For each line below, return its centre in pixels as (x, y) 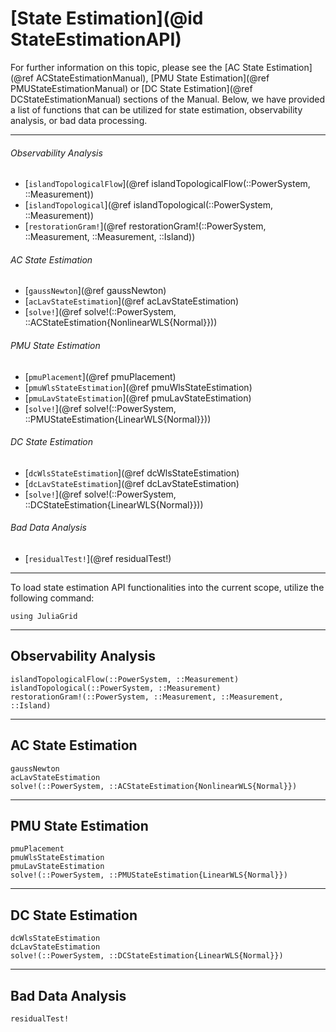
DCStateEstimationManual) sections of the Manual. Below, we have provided (168, 99)
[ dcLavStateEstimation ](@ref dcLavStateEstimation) (132, 483)
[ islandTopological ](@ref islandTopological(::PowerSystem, (148, 205)
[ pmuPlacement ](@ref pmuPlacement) (100, 376)
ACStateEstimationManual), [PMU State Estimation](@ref (152, 78)
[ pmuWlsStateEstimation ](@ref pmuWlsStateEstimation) (138, 387)
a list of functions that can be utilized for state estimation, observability (156, 109)
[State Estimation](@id (107, 18)
